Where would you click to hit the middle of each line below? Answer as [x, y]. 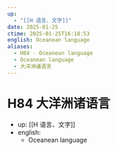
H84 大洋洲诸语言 [59, 103]
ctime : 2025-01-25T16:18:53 [49, 34]
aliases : [20, 47]
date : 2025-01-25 [33, 27]
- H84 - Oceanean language [53, 54]
